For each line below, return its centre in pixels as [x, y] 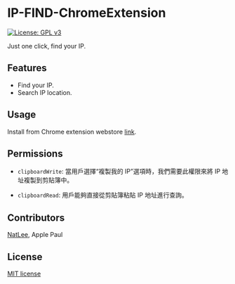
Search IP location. [45, 92]
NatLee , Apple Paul [35, 235]
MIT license [24, 273]
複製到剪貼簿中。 [48, 180]
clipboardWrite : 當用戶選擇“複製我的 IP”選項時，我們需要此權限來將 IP [119, 172]
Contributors [36, 218]
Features [27, 68]
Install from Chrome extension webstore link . [72, 131]
